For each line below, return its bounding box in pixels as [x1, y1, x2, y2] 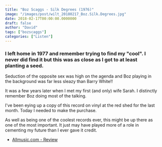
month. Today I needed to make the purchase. [5, 108, 97, 114]
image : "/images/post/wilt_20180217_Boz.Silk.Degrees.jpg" [5, 12, 127, 16]
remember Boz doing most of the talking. [5, 93, 87, 99]
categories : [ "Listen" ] [5, 34, 53, 39]
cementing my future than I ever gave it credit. [5, 127, 98, 133]
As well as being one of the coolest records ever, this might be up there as [5, 117, 153, 123]
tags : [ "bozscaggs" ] [5, 30, 47, 34]
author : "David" [5, 25, 38, 30]
